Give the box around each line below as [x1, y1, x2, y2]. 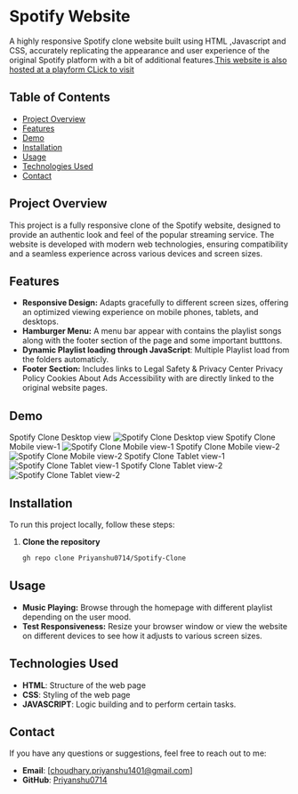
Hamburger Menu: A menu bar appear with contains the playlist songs [21, 326, 282, 336]
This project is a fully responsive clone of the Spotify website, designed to [9, 220, 281, 231]
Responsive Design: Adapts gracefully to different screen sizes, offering [21, 297, 289, 308]
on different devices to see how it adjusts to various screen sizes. [21, 630, 262, 641]
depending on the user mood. [21, 612, 132, 622]
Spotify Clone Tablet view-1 [124, 451, 225, 462]
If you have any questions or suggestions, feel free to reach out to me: [9, 748, 267, 758]
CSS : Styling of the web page [21, 689, 131, 700]
